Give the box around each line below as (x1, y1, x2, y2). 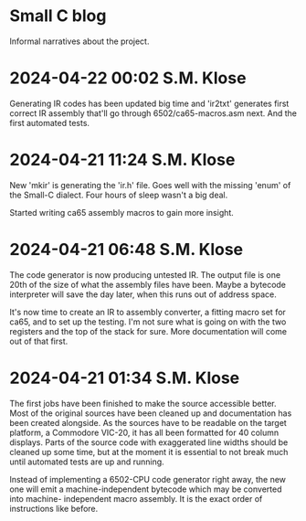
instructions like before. (9, 503, 99, 514)
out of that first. (9, 335, 69, 346)
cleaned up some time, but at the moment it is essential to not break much (9, 446, 289, 457)
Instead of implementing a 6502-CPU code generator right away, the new (9, 473, 286, 484)
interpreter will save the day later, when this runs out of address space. (9, 289, 277, 300)
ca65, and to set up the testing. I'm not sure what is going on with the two (9, 316, 287, 327)
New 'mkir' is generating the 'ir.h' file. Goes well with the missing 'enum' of (9, 179, 291, 190)
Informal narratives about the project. (9, 36, 150, 47)
